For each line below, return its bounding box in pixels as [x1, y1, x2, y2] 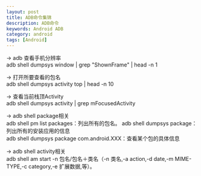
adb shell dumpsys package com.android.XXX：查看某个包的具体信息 [6, 135, 180, 142]
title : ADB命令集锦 [6, 15, 52, 21]
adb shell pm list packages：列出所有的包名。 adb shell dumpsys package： [6, 120, 197, 127]
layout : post [6, 8, 39, 15]
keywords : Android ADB [6, 25, 64, 32]
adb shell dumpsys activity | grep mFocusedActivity [6, 100, 136, 106]
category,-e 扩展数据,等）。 [28, 163, 96, 170]
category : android [6, 31, 53, 37]
